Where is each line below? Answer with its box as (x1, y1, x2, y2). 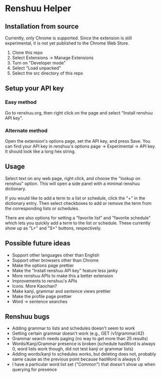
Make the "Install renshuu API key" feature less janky (12, 267, 118, 273)
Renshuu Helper (5, 3, 71, 14)
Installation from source (5, 22, 79, 31)
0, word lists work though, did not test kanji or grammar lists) (12, 346, 134, 352)
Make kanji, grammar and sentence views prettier (12, 288, 111, 294)
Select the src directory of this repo (12, 70, 83, 76)
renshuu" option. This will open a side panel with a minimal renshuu (5, 180, 140, 186)
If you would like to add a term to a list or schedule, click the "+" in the (5, 195, 145, 201)
